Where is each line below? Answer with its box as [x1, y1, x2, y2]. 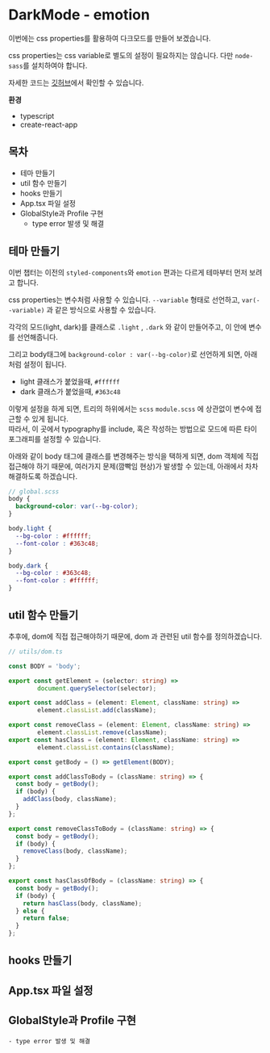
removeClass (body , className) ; [23, 847, 128, 855]
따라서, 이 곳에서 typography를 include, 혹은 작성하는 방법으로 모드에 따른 [8, 424, 243, 434]
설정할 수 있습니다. [43, 434, 102, 443]
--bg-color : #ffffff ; [15, 531, 92, 540]
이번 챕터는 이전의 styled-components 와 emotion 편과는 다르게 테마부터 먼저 [8, 267, 247, 277]
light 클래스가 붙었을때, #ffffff [19, 376, 121, 386]
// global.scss [8, 487, 60, 496]
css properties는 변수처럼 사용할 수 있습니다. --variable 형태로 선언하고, [8, 295, 240, 304]
